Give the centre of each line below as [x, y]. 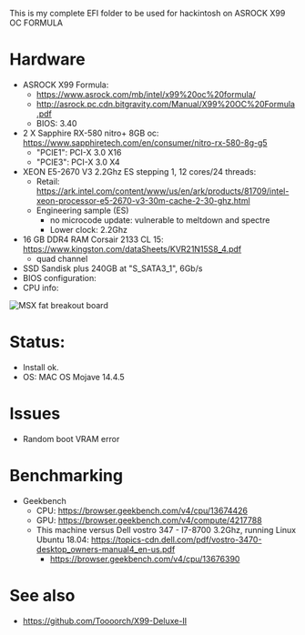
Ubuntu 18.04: [62, 539]
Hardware [47, 60]
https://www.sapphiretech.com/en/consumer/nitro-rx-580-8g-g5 [145, 142]
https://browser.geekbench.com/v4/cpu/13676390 [145, 559]
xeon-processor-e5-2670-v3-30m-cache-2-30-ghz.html [143, 200]
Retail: [48, 181]
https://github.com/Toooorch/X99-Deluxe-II [105, 620]
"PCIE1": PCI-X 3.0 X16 [79, 152]
